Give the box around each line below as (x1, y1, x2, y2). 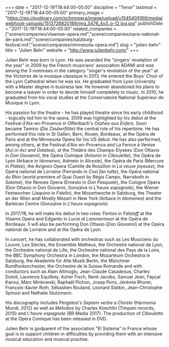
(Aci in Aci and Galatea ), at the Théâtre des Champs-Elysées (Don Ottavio (5, 147, 160, 153)
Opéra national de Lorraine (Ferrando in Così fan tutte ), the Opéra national (5, 168, 159, 175)
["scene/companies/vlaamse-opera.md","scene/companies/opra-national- (5, 31, 160, 37)
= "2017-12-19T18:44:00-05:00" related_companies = (5, 26, 117, 32)
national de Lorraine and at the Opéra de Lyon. (5, 226, 102, 233)
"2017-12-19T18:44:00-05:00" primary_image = (5, 10, 104, 16)
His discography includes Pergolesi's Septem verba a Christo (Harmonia (5, 300, 156, 306)
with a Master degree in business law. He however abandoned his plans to (5, 84, 160, 90)
